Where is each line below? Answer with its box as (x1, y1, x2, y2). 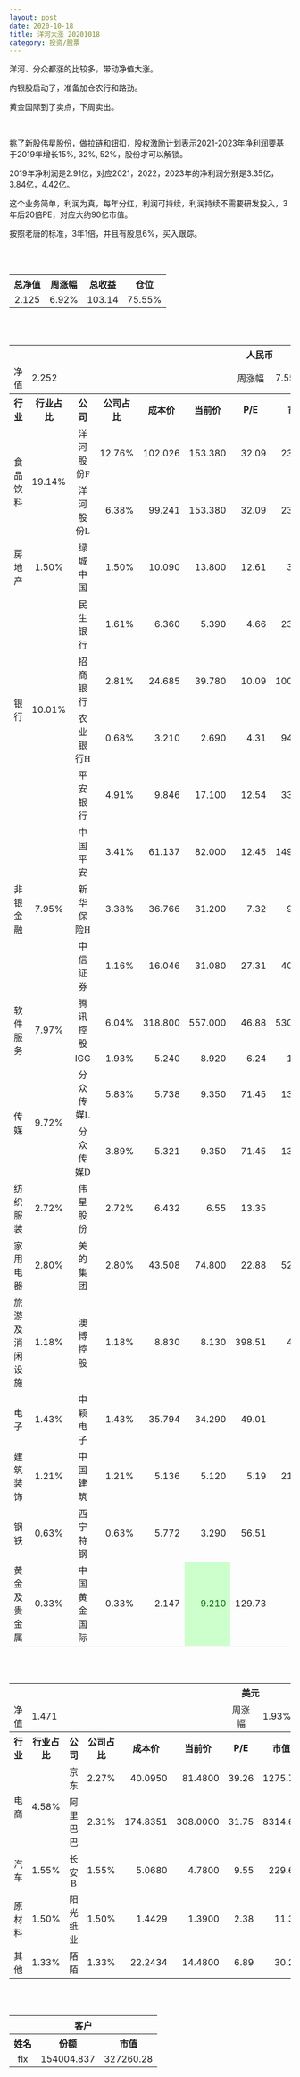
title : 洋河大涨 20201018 (9, 29, 101, 38)
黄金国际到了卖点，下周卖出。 (9, 102, 119, 113)
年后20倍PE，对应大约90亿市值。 (9, 209, 133, 220)
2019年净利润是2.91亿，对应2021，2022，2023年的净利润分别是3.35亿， (9, 168, 279, 179)
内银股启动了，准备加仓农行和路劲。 (9, 82, 143, 94)
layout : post (9, 13, 58, 22)
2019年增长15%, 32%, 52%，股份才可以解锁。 (16, 149, 187, 160)
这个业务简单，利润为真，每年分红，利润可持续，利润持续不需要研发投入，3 (9, 198, 288, 209)
